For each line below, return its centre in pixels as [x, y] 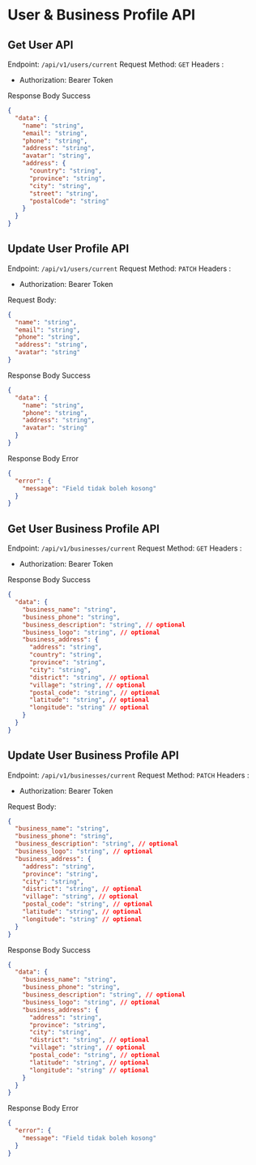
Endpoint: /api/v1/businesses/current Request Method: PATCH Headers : [128, 775]
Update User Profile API [68, 249]
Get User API [41, 45]
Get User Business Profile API [83, 529]
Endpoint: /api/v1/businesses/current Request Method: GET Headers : [125, 548]
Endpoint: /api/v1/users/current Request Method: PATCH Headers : [119, 268]
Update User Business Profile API [93, 756]
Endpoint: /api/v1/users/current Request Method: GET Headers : [116, 64]
